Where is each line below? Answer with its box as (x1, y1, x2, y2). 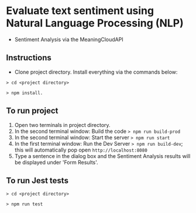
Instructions (6, 53, 51, 63)
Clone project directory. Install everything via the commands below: (14, 68, 178, 75)
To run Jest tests (6, 176, 69, 185)
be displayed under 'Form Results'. (14, 159, 98, 166)
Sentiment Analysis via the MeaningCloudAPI (14, 36, 124, 43)
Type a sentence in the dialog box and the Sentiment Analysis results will (14, 152, 191, 159)
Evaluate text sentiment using (6, 4, 154, 18)
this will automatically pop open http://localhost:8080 (14, 146, 147, 153)
